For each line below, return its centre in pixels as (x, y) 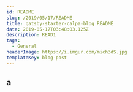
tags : (13, 40)
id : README (20, 12)
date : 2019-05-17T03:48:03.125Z (47, 29)
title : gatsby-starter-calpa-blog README (60, 23)
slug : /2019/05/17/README (39, 18)
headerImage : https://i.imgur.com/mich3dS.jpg (67, 52)
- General (24, 47)
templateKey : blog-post (37, 58)
